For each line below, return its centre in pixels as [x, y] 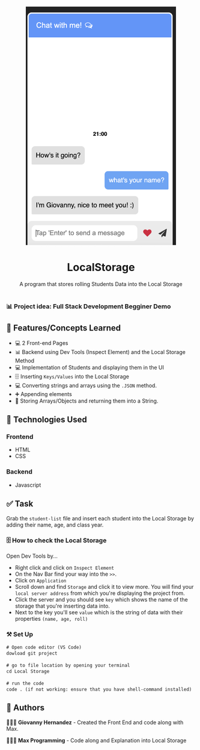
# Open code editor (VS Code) [44, 648]
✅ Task [20, 504]
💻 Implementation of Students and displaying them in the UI [89, 367]
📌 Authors [26, 708]
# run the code [25, 684]
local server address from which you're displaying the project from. [100, 593]
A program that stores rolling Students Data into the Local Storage [101, 284]
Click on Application [41, 580]
